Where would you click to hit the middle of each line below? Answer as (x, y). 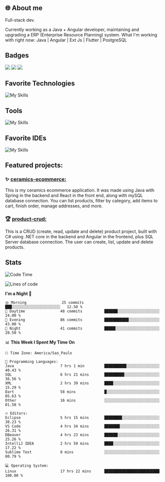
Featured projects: (34, 165)
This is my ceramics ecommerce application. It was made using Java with (80, 190)
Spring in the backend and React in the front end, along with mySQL (74, 195)
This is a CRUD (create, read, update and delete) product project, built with (81, 231)
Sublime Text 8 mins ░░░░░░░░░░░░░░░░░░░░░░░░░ (82, 452)
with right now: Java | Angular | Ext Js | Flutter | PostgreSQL (66, 40)
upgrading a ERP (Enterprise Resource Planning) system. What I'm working (81, 34)
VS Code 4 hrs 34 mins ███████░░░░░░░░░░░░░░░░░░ (82, 426)
